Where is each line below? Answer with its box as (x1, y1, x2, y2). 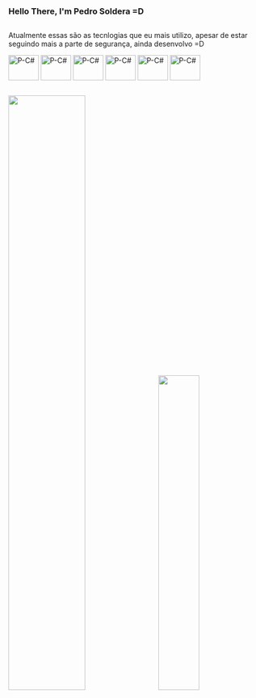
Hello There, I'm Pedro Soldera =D (8, 6, 145, 17)
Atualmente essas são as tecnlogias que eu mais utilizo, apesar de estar (8, 31, 248, 40)
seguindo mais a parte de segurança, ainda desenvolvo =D (8, 39, 204, 49)
